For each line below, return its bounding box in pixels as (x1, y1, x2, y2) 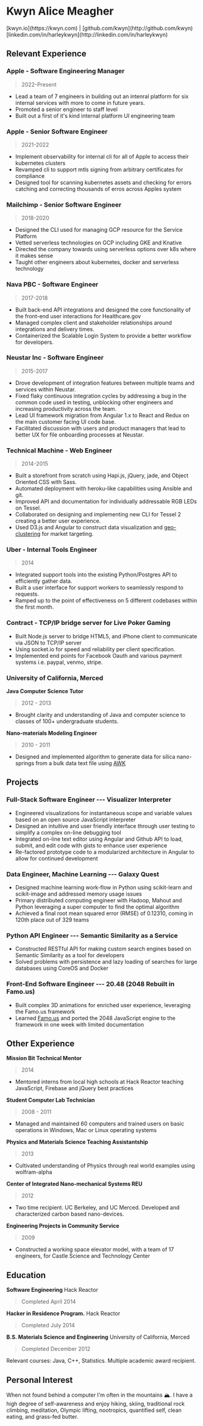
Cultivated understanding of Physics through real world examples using (15, 1162, 195, 1169)
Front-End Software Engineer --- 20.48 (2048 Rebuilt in (6, 980, 175, 988)
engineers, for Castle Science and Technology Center (15, 1252, 151, 1260)
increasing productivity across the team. (15, 405, 117, 412)
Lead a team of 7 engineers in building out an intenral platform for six (15, 93, 189, 100)
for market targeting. (41, 530, 94, 538)
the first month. (15, 604, 54, 611)
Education (6, 1270, 46, 1280)
